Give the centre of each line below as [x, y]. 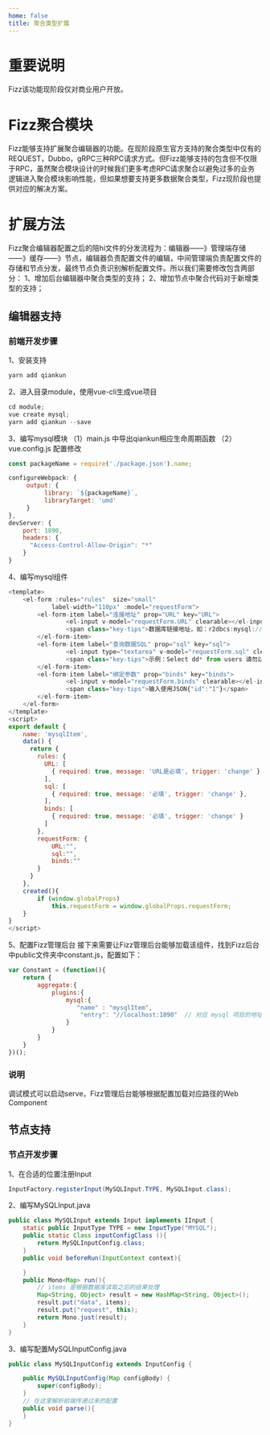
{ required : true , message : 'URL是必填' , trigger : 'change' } [156, 771]
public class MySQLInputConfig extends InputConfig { [100, 1364]
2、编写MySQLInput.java [49, 1205]
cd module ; [27, 407]
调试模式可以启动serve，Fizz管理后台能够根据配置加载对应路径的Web [123, 1093]
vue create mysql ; [39, 414]
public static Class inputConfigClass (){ [95, 1236]
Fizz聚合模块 [51, 125]
